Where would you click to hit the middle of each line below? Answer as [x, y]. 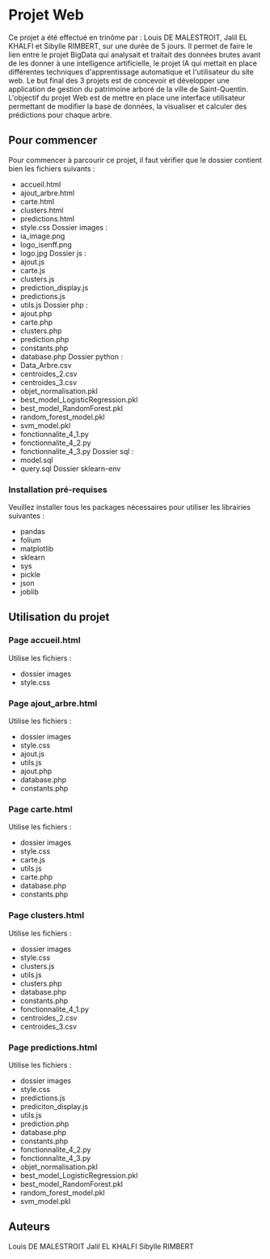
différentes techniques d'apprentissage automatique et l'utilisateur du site [131, 71]
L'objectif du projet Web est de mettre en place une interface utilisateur [127, 97]
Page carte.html [40, 809]
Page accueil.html [44, 640]
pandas [33, 532]
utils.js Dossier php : [54, 305]
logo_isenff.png [46, 244]
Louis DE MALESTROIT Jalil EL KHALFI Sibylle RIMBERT [101, 1246]
